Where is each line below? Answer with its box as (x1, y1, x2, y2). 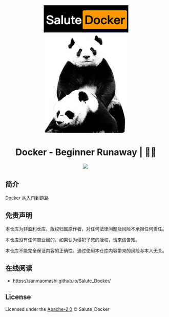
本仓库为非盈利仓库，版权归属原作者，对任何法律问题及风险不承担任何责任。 (5, 225, 167, 232)
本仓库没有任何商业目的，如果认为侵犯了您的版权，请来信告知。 (5, 237, 140, 243)
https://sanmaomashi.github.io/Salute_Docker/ (12, 278, 111, 284)
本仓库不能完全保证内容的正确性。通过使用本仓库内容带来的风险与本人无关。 (5, 247, 167, 253)
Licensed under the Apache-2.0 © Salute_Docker (5, 306, 110, 312)
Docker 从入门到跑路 (5, 195, 49, 201)
